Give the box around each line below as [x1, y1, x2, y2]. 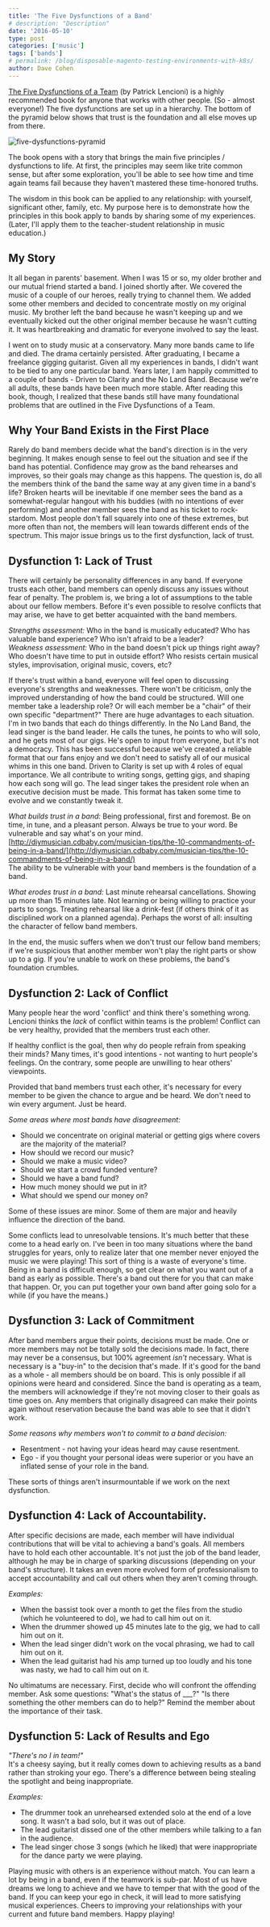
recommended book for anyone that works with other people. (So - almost [8, 95, 255, 105]
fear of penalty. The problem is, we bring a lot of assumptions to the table [8, 593, 252, 603]
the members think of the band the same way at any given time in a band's [8, 479, 256, 489]
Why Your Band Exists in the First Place [8, 423, 210, 437]
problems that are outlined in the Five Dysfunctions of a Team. [8, 400, 215, 410]
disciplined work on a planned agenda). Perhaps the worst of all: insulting [8, 913, 252, 923]
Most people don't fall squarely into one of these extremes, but [39, 514, 249, 524]
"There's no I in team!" [8, 1751, 84, 1761]
